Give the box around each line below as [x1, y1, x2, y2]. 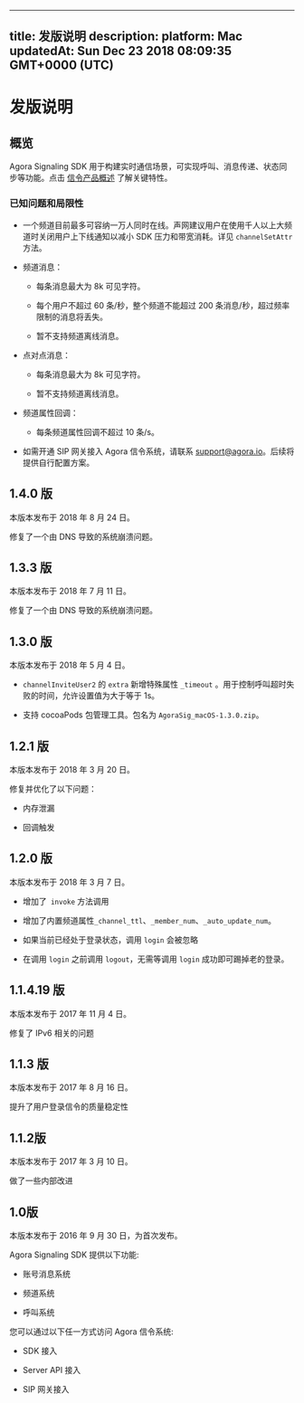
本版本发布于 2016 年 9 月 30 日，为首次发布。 [9, 1230, 183, 1240]
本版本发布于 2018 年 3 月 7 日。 [9, 877, 129, 887]
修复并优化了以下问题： [9, 783, 97, 794]
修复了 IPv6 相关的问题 [9, 1028, 95, 1038]
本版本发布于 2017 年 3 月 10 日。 [9, 1156, 133, 1167]
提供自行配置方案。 [22, 457, 95, 468]
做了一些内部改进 [9, 1175, 73, 1186]
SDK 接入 [22, 1345, 58, 1356]
